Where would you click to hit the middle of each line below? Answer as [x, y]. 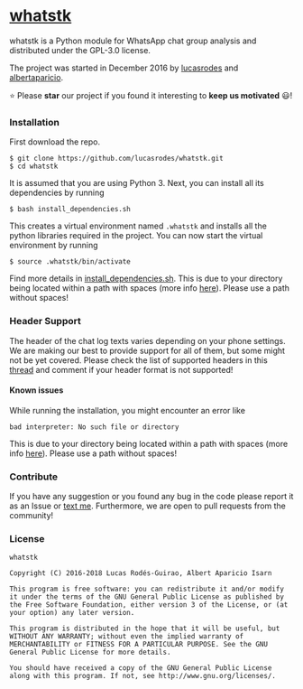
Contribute [34, 477]
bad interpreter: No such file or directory [94, 427]
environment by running [54, 246]
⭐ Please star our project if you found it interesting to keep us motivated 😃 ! [151, 95]
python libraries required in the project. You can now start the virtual [136, 236]
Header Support [45, 321]
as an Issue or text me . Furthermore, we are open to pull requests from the [148, 506]
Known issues [37, 390]
